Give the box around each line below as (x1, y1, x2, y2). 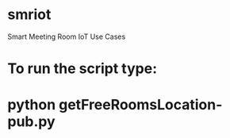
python (7, 96, 56, 114)
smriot (7, 6, 52, 24)
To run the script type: (7, 59, 158, 78)
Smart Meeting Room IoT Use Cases (7, 32, 126, 41)
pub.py (7, 113, 56, 131)
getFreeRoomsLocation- (58, 96, 223, 114)
